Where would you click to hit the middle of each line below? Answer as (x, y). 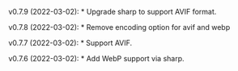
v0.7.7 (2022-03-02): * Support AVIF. (70, 43)
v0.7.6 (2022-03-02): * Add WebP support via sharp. (96, 58)
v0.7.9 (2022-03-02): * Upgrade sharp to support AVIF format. (113, 12)
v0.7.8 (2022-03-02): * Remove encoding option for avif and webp (119, 27)
